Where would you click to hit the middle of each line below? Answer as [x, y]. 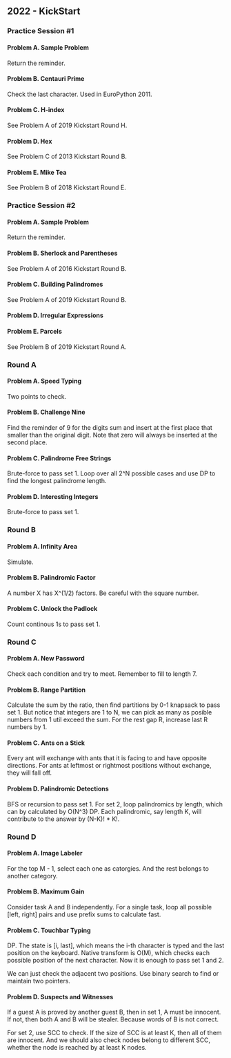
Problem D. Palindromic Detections [58, 789]
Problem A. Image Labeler [45, 853]
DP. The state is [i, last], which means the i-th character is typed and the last [116, 945]
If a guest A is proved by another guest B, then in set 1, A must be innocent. [114, 1012]
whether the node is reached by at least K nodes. [77, 1048]
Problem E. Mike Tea [37, 172]
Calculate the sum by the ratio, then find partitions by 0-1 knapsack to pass [114, 705]
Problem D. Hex [30, 141]
